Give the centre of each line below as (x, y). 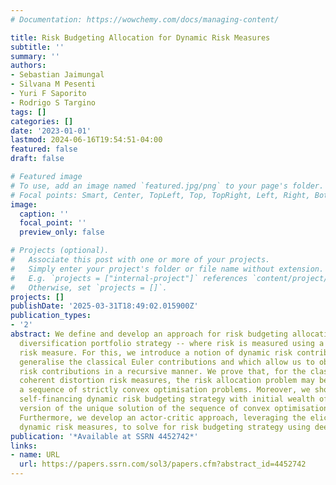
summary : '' (35, 56)
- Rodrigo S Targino (53, 102)
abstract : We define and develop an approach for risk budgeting (149, 334)
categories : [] (42, 121)
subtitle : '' (37, 47)
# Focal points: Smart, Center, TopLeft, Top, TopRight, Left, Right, (160, 195)
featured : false (44, 149)
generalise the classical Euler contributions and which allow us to (167, 362)
